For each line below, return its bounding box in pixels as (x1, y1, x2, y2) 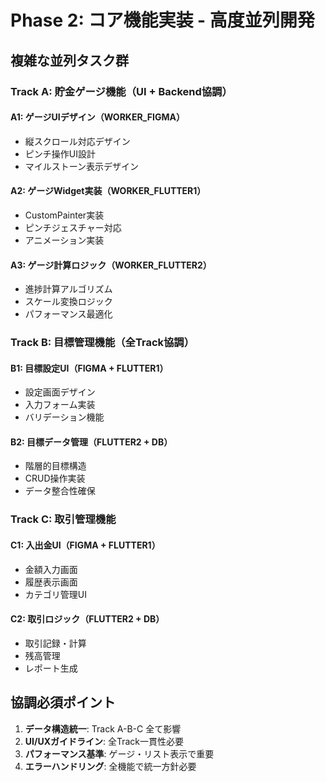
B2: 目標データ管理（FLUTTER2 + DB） (10, 436, 173, 448)
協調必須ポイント (10, 694, 116, 711)
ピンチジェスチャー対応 (24, 221, 122, 233)
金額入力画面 (24, 563, 78, 575)
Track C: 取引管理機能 (10, 512, 117, 526)
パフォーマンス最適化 (24, 308, 113, 320)
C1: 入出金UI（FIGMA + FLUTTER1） (10, 539, 161, 551)
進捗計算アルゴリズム (24, 283, 113, 295)
